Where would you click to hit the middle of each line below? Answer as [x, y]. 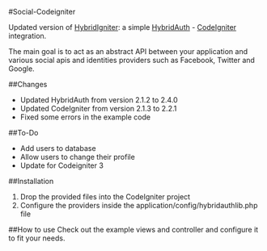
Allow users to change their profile [77, 157]
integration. [28, 36]
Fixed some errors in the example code [85, 117]
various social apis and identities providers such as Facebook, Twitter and [131, 60]
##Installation [31, 181]
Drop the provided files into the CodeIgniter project [105, 197]
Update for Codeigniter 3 [61, 165]
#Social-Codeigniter [42, 12]
